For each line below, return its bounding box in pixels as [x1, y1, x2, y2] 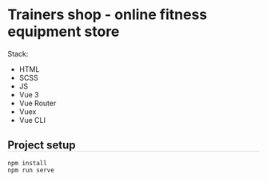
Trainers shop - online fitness [7, 6, 208, 24]
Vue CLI [18, 115, 46, 125]
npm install [7, 159, 47, 167]
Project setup [7, 138, 77, 152]
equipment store [7, 22, 120, 41]
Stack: [7, 49, 29, 58]
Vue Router [18, 98, 57, 108]
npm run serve [7, 166, 55, 174]
